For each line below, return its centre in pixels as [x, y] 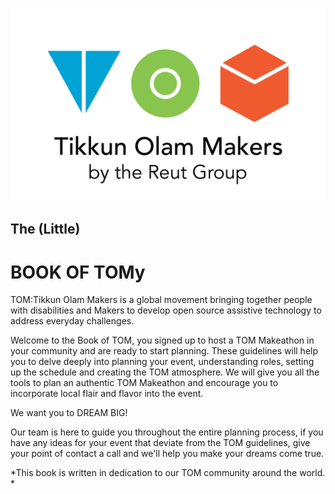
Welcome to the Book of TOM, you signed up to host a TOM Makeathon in [162, 340]
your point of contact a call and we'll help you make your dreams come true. [167, 454]
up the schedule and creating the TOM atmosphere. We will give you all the [165, 372]
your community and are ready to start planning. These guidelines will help [164, 351]
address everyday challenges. [72, 321]
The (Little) [45, 229]
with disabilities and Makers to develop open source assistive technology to [166, 310]
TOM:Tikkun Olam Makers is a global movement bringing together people [161, 300]
